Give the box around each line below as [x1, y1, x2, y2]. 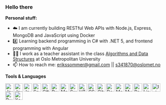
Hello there [5, 4, 33, 11]
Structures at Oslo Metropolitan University [12, 56, 101, 62]
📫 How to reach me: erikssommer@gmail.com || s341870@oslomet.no [12, 62, 161, 68]
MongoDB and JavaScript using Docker [12, 32, 95, 38]
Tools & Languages [5, 73, 47, 79]
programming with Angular [12, 45, 69, 51]
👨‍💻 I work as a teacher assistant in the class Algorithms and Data [12, 50, 148, 57]
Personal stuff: [5, 15, 37, 21]
